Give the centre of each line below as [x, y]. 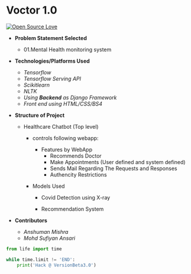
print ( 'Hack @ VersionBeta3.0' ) [56, 265]
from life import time [34, 249]
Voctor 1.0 [32, 10]
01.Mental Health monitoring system [67, 49]
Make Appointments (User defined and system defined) [118, 162]
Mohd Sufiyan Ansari [49, 238]
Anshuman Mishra [46, 231]
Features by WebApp [67, 149]
